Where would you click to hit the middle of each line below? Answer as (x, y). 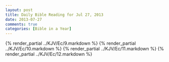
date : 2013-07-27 (24, 19)
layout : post (19, 10)
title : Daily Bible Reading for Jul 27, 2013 (54, 15)
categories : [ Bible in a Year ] (38, 29)
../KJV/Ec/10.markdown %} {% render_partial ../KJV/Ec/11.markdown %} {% (85, 49)
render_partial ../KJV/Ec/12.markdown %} (49, 54)
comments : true (21, 24)
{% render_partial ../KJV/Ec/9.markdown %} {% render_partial (71, 43)
